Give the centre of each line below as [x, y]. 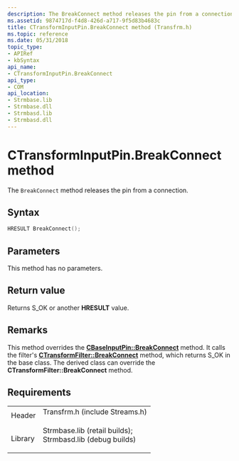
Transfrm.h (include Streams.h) [95, 412]
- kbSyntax [23, 61]
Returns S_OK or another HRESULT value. [68, 308]
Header [23, 415]
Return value [36, 290]
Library [23, 438]
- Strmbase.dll [30, 107]
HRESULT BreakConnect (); [44, 229]
